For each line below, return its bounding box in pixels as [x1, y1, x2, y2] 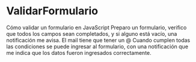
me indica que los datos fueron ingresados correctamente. [6, 49, 152, 56]
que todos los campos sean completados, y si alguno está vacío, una [6, 30, 177, 37]
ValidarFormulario [6, 4, 98, 18]
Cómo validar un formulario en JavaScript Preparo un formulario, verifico [6, 24, 187, 31]
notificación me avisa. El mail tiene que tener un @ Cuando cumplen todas [6, 36, 191, 44]
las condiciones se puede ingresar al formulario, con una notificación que [6, 43, 188, 50]
